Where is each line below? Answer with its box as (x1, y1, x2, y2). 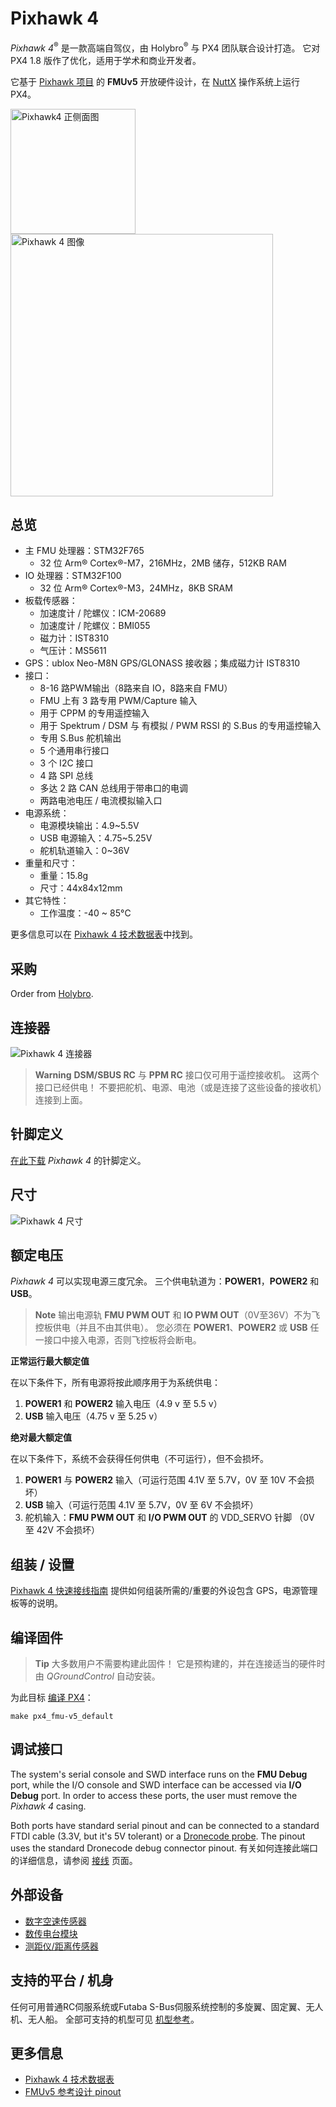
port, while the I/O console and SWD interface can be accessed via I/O (10, 1778, 302, 1791)
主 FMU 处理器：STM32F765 (24, 545, 145, 557)
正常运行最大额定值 (10, 1355, 90, 1367)
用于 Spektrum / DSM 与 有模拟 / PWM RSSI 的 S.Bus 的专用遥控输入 (39, 720, 322, 732)
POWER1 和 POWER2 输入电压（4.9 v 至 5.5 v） (24, 1398, 223, 1410)
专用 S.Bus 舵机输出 (39, 732, 122, 744)
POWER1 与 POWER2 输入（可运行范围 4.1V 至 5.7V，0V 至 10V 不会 (24, 1474, 307, 1486)
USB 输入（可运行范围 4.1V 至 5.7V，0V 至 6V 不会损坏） (24, 1499, 259, 1511)
